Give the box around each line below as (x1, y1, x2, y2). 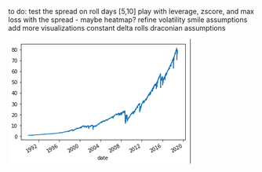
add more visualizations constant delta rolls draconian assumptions (8, 24, 226, 32)
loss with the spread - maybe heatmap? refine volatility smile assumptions (8, 15, 248, 24)
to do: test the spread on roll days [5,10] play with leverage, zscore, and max (8, 7, 255, 16)
